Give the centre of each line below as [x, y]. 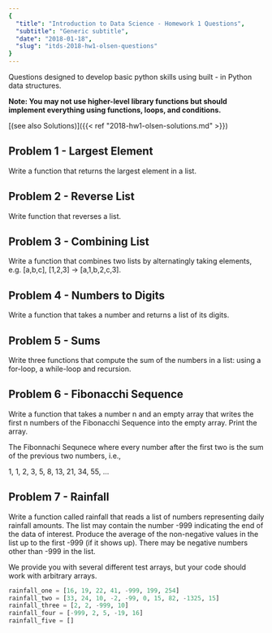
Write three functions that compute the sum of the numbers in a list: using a [135, 360]
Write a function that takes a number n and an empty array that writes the [131, 414]
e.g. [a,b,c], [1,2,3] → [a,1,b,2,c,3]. [65, 270]
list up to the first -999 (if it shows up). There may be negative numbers [128, 543]
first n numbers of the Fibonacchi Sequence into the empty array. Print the [133, 422]
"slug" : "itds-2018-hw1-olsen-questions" [87, 46]
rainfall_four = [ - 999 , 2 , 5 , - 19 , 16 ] [76, 613]
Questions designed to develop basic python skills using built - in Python [130, 77]
